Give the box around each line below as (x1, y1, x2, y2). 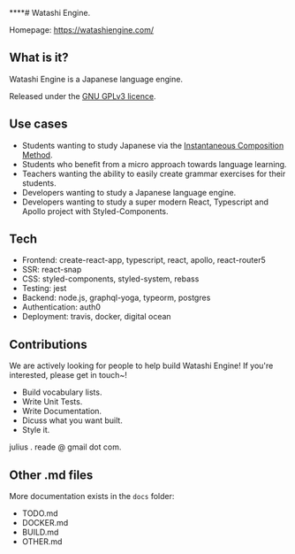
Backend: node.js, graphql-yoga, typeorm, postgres (21, 292, 211, 304)
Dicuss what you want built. (21, 415, 124, 426)
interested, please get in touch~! (9, 370, 128, 381)
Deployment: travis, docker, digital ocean (21, 312, 171, 322)
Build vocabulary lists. (21, 387, 102, 397)
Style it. (21, 425, 50, 435)
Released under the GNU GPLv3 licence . (9, 90, 156, 101)
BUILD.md (21, 527, 59, 538)
